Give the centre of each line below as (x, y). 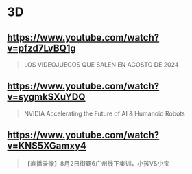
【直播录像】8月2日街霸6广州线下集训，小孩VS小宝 (97, 163)
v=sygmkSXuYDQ (46, 97)
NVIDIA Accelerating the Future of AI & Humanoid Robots (104, 113)
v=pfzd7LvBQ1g (42, 48)
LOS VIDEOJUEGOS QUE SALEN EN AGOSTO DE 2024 (101, 65)
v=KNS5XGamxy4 (47, 146)
